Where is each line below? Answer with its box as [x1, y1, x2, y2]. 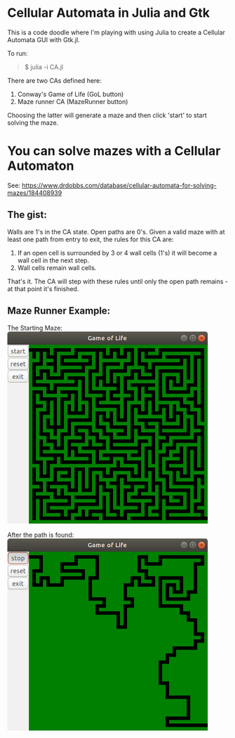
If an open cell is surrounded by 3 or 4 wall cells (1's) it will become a [17, 248, 217, 257]
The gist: [7, 209, 47, 221]
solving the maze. [7, 118, 59, 127]
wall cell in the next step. [17, 256, 90, 264]
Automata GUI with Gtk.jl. [7, 35, 81, 43]
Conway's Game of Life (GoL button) [17, 90, 124, 98]
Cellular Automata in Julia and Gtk [7, 5, 210, 21]
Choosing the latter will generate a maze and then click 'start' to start [7, 111, 207, 119]
